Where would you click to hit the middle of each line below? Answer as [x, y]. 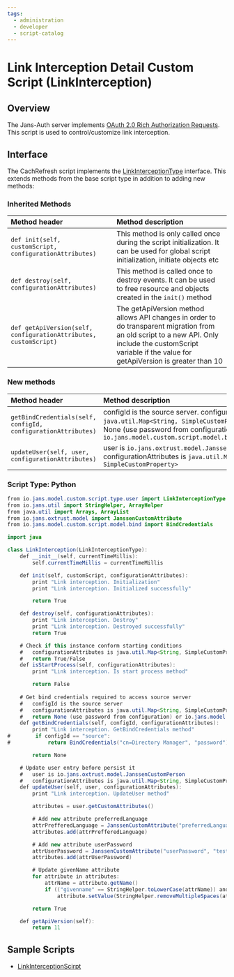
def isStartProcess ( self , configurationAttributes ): [98, 665]
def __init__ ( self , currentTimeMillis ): [79, 557]
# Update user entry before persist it [78, 768]
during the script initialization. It [168, 243]
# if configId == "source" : [59, 736]
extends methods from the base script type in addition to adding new [106, 179]
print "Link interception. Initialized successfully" [112, 588]
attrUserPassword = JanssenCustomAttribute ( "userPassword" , [121, 851]
